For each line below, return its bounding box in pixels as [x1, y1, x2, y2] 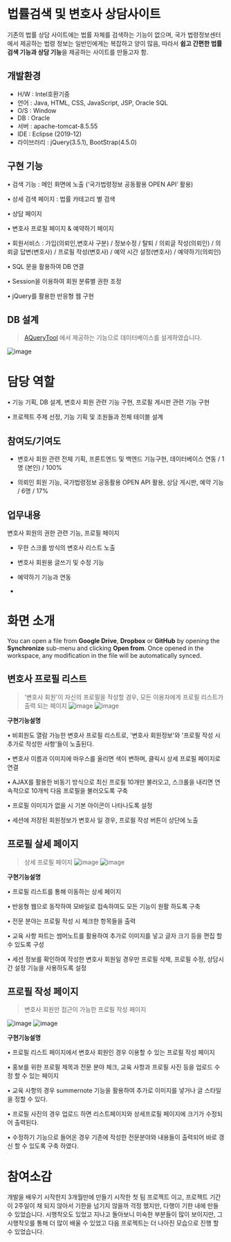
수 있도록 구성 [7, 940, 45, 948]
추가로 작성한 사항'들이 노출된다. [7, 740, 95, 748]
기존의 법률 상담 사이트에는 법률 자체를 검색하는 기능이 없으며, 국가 [7, 30, 186, 39]
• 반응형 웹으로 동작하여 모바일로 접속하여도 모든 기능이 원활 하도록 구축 [7, 902, 201, 910]
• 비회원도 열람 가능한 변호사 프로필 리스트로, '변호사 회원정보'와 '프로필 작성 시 [7, 731, 221, 739]
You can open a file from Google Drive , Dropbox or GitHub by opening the [7, 636, 220, 645]
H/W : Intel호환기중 [17, 89, 71, 98]
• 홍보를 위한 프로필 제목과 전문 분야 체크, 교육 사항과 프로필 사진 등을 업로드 [7, 1063, 213, 1072]
